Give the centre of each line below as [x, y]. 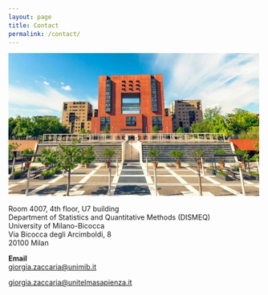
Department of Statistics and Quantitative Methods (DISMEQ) [110, 217]
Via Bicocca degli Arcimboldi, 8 [60, 234]
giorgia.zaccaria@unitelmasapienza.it [70, 283]
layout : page [30, 17]
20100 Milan [29, 243]
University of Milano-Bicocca [57, 226]
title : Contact [34, 25]
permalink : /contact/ [45, 34]
